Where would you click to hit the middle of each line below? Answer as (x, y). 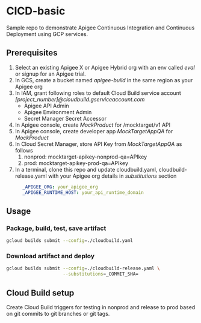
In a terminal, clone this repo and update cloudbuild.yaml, (86, 169)
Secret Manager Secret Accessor (65, 118)
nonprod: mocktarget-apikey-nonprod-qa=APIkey (85, 157)
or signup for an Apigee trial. (50, 74)
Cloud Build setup (40, 293)
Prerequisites (32, 53)
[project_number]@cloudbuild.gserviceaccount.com (80, 99)
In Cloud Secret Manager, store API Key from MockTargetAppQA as (98, 144)
